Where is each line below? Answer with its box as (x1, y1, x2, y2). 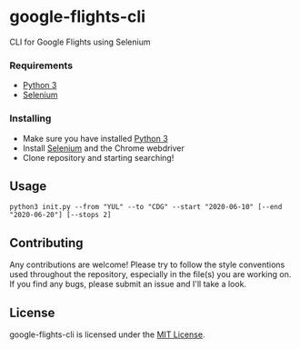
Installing (9, 112, 52, 125)
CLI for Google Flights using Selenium (9, 36, 151, 47)
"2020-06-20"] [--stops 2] (9, 211, 112, 220)
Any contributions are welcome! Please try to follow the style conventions (9, 259, 285, 270)
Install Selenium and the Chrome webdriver (22, 143, 185, 154)
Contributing (9, 234, 84, 251)
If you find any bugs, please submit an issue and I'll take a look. (9, 279, 247, 290)
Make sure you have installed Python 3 (22, 133, 168, 144)
